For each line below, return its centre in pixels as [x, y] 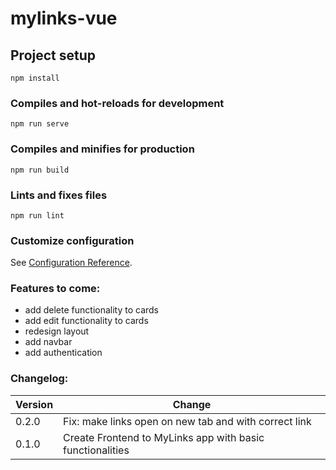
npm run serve [40, 124]
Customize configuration [72, 240]
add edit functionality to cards [86, 321]
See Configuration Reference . [71, 263]
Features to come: [55, 289]
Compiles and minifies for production [102, 149]
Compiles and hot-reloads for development [117, 103]
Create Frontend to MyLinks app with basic [164, 437]
